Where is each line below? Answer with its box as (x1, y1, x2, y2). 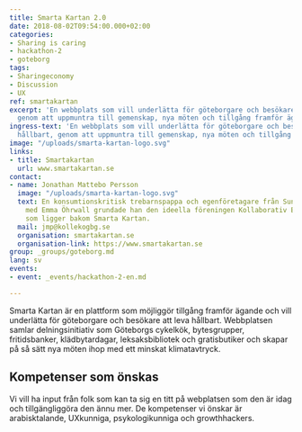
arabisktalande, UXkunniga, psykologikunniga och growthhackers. (9, 412, 254, 423)
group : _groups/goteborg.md (9, 247, 115, 256)
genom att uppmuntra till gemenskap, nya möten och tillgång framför (17, 113, 283, 122)
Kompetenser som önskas (9, 370, 159, 385)
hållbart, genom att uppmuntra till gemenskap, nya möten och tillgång (17, 130, 292, 139)
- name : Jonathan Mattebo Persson (9, 181, 139, 190)
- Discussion (9, 80, 58, 89)
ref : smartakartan (9, 96, 78, 106)
